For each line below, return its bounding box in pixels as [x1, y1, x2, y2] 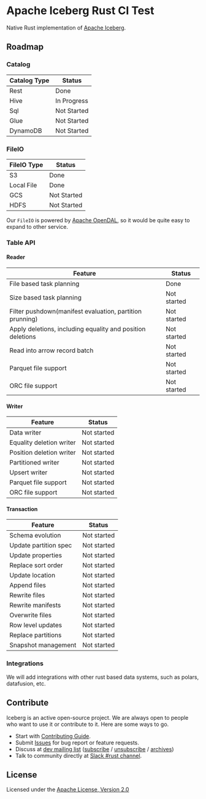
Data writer [9, 428, 42, 437]
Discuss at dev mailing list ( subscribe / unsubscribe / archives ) [15, 745, 174, 752]
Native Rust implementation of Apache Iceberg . [6, 24, 126, 31]
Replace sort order [9, 561, 63, 569]
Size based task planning [9, 293, 82, 302]
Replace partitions [9, 631, 62, 639]
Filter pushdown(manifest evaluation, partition [9, 307, 142, 316]
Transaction [6, 505, 38, 512]
